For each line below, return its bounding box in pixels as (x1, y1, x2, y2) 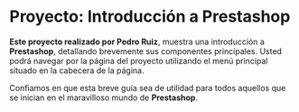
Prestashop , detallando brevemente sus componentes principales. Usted (9, 45, 283, 56)
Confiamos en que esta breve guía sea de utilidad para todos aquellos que (9, 82, 286, 93)
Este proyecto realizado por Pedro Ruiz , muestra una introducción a (9, 36, 265, 47)
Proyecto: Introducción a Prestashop (9, 6, 291, 27)
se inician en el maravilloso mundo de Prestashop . (9, 92, 199, 103)
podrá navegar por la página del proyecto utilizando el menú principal (9, 55, 268, 66)
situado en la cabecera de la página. (9, 65, 145, 76)
